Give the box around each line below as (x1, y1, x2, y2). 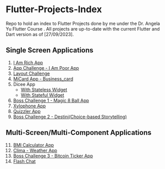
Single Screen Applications (6, 46, 93, 54)
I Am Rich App (13, 60, 43, 66)
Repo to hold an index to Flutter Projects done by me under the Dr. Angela (6, 20, 160, 26)
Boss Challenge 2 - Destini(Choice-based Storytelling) (13, 114, 127, 120)
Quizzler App (13, 108, 41, 114)
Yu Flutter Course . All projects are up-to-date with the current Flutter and (6, 25, 160, 32)
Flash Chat (13, 158, 36, 164)
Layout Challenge (13, 70, 50, 76)
